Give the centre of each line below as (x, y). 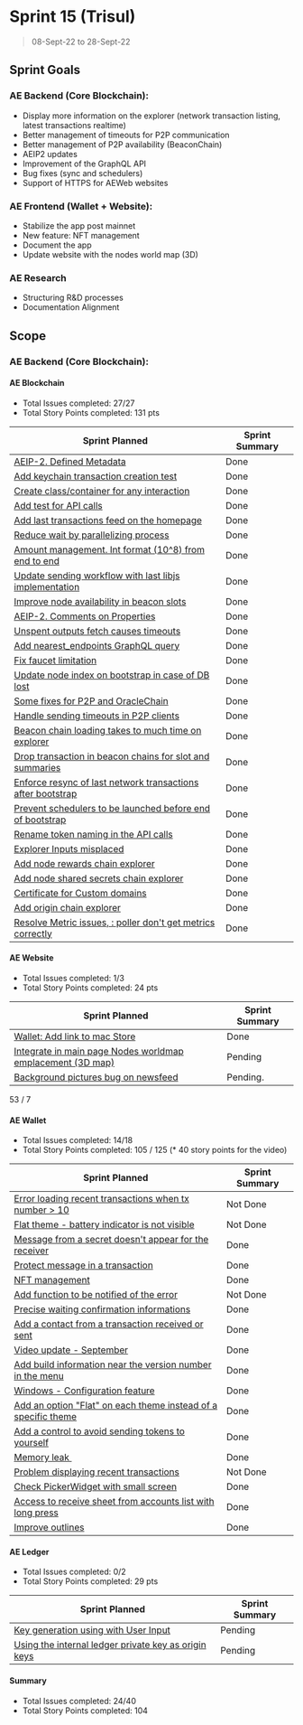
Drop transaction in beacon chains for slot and (112, 756)
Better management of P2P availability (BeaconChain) (122, 144)
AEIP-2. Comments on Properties (85, 616)
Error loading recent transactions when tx (101, 1199)
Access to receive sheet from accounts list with (114, 1502)
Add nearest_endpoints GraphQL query (97, 645)
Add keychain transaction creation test (96, 476)
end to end (37, 560)
